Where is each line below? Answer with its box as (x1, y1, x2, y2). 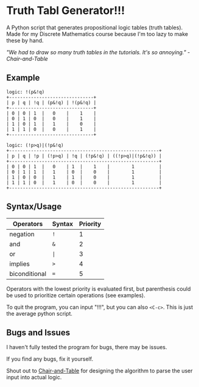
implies (9, 260, 30, 268)
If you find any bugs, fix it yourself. (6, 355, 93, 363)
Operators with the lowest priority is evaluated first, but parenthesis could (6, 285, 191, 293)
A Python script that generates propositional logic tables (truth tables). (6, 24, 183, 31)
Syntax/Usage (6, 202, 62, 212)
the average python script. (6, 310, 73, 317)
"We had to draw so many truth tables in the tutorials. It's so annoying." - (6, 48, 190, 55)
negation (9, 230, 35, 238)
